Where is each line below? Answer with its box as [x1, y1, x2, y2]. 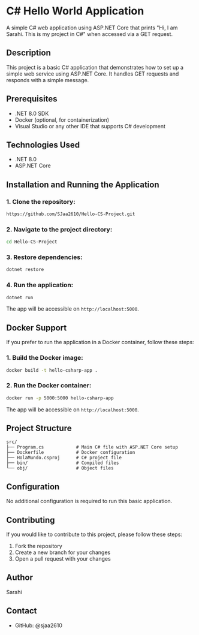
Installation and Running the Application [6, 179, 160, 189]
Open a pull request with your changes [14, 555, 111, 562]
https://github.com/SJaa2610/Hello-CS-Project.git [6, 211, 135, 217]
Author [6, 573, 33, 583]
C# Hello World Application [6, 4, 144, 18]
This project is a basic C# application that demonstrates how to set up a [6, 64, 184, 71]
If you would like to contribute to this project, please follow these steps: [6, 531, 183, 538]
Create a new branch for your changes [14, 549, 111, 556]
